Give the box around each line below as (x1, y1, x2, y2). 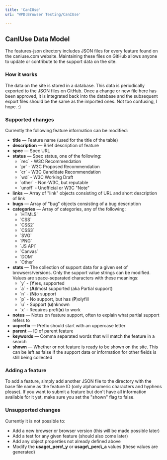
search (12, 338, 27, 344)
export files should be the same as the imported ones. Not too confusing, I (5, 98, 158, 104)
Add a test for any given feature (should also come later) (12, 433, 128, 439)
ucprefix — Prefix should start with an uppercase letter (12, 322, 126, 328)
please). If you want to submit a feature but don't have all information (5, 389, 147, 395)
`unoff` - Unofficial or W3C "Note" (19, 185, 90, 191)
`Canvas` (19, 248, 38, 254)
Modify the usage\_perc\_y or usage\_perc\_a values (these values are (12, 444, 158, 450)
